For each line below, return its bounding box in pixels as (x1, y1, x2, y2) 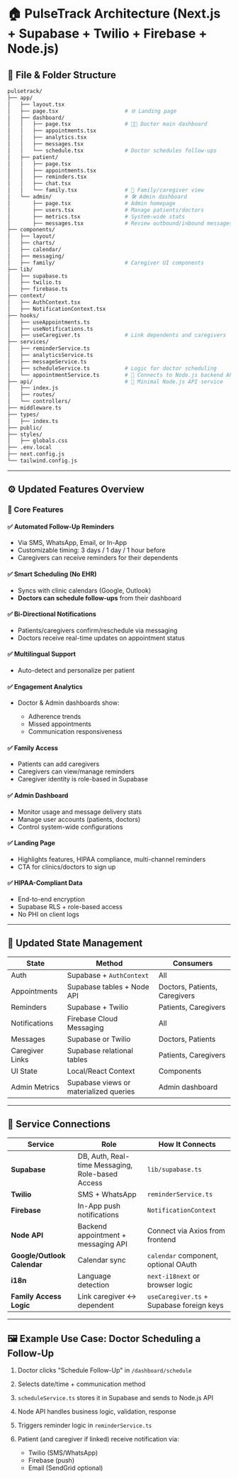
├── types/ (7, 411, 40, 418)
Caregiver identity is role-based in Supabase (17, 775, 149, 784)
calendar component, (147, 1250, 218, 1260)
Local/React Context (67, 1066, 135, 1076)
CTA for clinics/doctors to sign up (17, 862, 116, 871)
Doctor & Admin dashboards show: (17, 698, 120, 707)
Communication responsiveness (28, 727, 123, 736)
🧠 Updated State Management (7, 938, 143, 950)
